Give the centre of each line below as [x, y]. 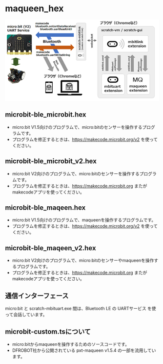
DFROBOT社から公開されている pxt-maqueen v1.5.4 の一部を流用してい [84, 350]
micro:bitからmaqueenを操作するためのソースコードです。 [71, 344]
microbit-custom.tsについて [48, 331]
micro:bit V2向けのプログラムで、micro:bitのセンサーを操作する [76, 173]
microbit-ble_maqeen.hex [45, 208]
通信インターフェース [37, 296]
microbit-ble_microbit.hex [46, 115]
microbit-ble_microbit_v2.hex [51, 161]
